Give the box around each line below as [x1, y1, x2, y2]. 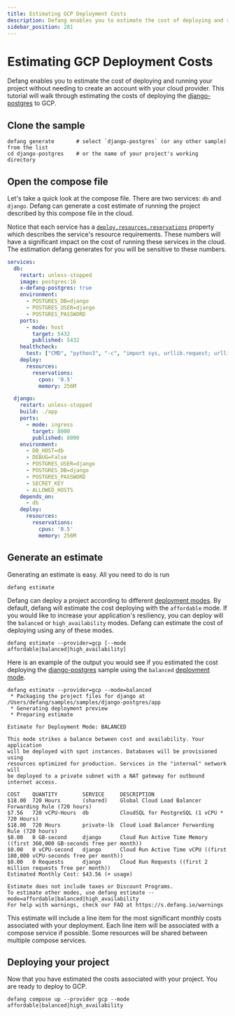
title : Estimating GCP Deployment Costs [7, 10, 127, 18]
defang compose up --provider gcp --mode [7, 996, 130, 1003]
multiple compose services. [7, 936, 87, 944]
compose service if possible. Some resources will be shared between [7, 928, 208, 937]
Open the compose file [7, 175, 108, 187]
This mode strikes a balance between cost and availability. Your [7, 735, 205, 742]
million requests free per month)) [7, 864, 111, 871]
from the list [7, 145, 49, 152]
